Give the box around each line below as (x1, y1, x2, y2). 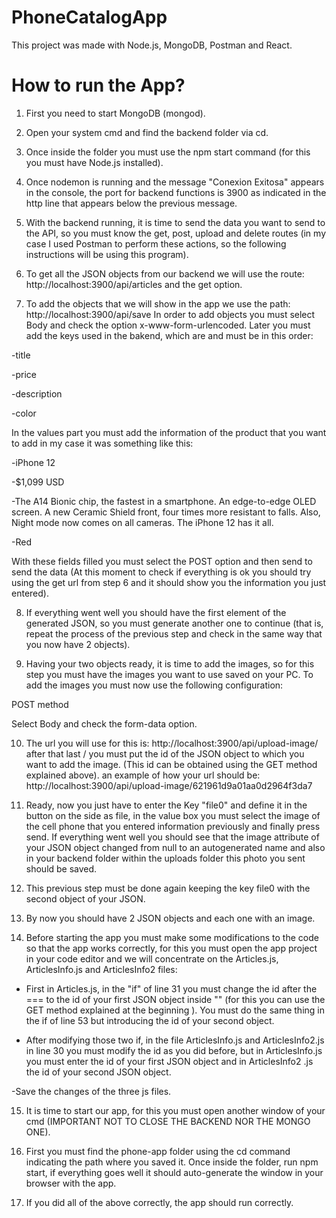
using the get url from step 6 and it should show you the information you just (11, 576, 327, 588)
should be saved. (25, 862, 98, 875)
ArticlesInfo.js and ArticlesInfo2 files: (25, 963, 178, 975)
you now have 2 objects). (25, 638, 131, 650)
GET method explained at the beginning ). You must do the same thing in (25, 1004, 325, 1016)
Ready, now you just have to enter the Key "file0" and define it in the (25, 799, 308, 811)
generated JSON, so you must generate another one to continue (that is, (25, 617, 324, 629)
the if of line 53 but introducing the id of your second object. (25, 1014, 275, 1026)
